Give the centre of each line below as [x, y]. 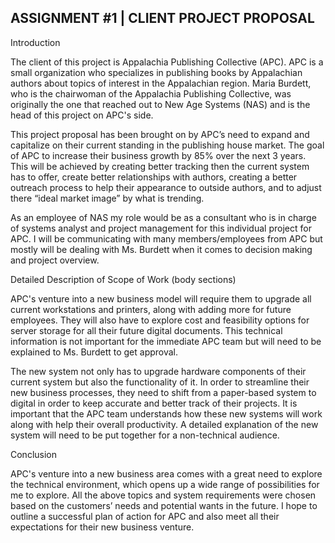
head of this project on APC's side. [82, 115]
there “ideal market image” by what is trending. [107, 198]
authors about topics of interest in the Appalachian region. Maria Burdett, [161, 83]
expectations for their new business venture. [102, 527]
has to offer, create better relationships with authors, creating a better [154, 177]
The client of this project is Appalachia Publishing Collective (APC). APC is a [167, 62]
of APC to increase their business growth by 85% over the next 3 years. [158, 155]
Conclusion [34, 454]
